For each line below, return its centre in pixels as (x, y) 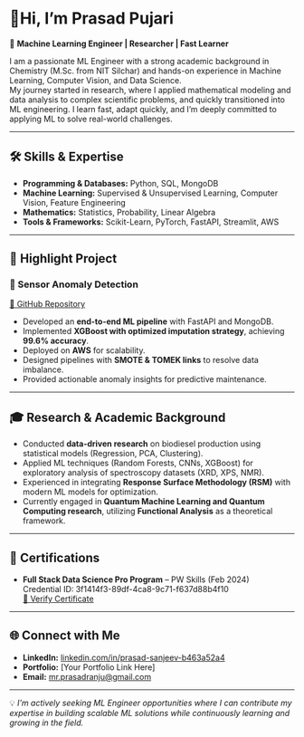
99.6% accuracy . (55, 341)
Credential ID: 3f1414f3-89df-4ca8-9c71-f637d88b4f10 (125, 589)
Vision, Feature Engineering (74, 202)
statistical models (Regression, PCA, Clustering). (113, 454)
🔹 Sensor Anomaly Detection (74, 284)
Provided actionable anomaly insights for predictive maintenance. (144, 379)
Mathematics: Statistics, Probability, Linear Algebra (119, 212)
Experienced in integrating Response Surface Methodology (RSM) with (157, 483)
